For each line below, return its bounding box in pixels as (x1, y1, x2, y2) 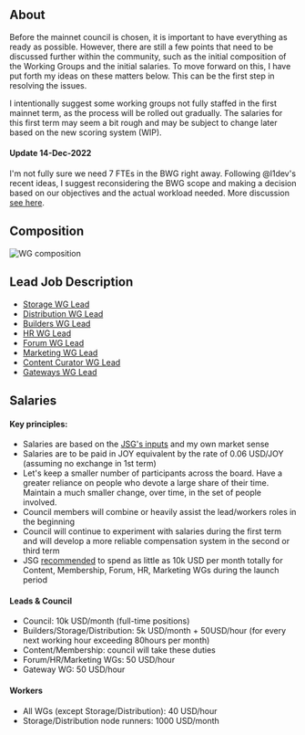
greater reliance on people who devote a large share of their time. (22, 478, 269, 488)
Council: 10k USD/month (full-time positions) (22, 615, 190, 626)
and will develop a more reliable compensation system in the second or (22, 536, 290, 547)
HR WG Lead (22, 328, 71, 339)
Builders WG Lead (22, 318, 91, 329)
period (22, 574, 48, 585)
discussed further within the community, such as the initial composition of (9, 50, 287, 62)
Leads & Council (9, 595, 73, 606)
